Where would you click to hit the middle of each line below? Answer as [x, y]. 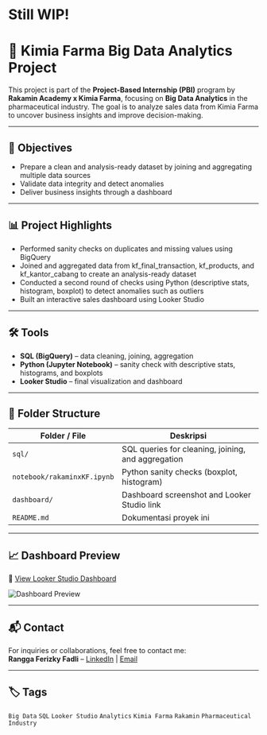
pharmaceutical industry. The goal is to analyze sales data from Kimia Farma [133, 107]
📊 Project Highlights [60, 225]
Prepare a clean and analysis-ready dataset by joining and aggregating [136, 166]
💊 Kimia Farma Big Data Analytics [120, 51]
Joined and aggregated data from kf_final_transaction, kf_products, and [137, 265]
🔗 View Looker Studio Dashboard [62, 578]
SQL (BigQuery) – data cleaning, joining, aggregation [106, 356]
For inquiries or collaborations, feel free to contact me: [97, 650]
